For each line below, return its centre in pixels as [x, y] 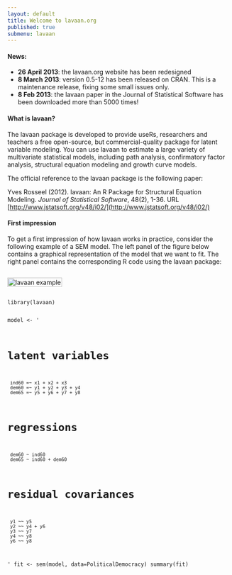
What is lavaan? [31, 118]
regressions [43, 427]
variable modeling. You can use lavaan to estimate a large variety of [106, 149]
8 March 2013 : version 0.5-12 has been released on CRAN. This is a [117, 79]
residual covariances [71, 495]
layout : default [31, 14]
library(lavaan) [31, 302]
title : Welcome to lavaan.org [52, 21]
